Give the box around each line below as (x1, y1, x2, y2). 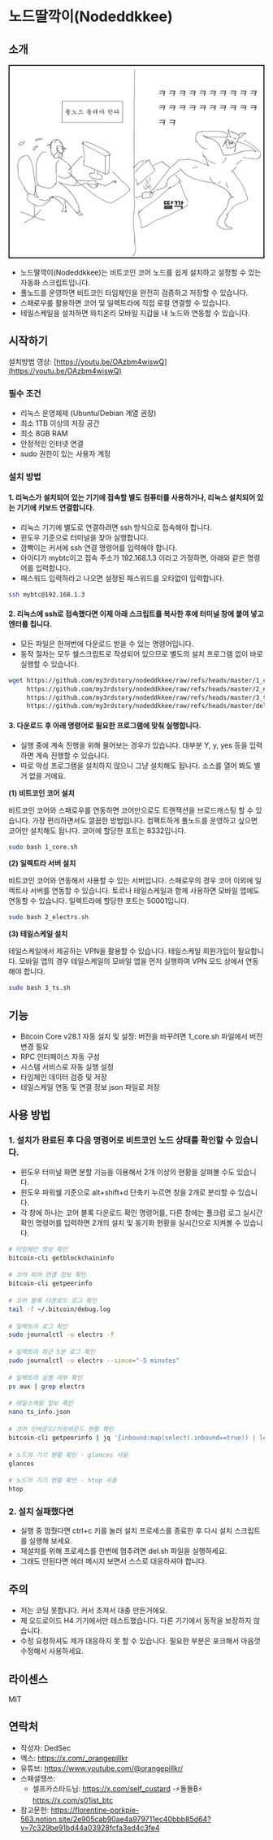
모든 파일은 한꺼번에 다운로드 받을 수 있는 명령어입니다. (19, 639, 194, 649)
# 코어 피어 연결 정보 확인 (8, 1271, 87, 1279)
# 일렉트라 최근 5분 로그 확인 (8, 1348, 96, 1356)
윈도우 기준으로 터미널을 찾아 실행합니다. (19, 532, 149, 542)
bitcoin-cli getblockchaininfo (8, 1253, 115, 1262)
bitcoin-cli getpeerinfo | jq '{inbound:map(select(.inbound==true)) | (8, 1434, 256, 1442)
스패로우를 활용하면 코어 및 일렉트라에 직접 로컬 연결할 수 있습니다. (19, 297, 231, 307)
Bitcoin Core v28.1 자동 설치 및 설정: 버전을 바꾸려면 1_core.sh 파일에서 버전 (19, 1031, 263, 1041)
